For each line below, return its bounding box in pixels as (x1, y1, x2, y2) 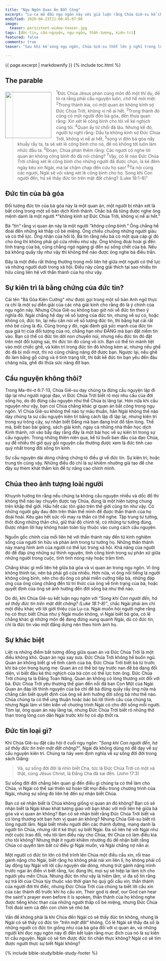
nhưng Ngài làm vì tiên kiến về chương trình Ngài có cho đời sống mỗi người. (5, 701, 161, 707)
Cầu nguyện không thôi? (5, 374, 83, 382)
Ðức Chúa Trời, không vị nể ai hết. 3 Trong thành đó (56, 107, 160, 114)
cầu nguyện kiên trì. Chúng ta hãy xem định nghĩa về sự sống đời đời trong (5, 750, 157, 756)
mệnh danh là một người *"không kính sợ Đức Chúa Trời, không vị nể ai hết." (5, 213, 161, 219)
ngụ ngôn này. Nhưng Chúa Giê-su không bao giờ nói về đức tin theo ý (5, 307, 149, 313)
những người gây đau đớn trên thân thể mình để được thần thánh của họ (5, 508, 152, 514)
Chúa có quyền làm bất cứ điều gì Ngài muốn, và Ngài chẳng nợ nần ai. (5, 842, 150, 848)
